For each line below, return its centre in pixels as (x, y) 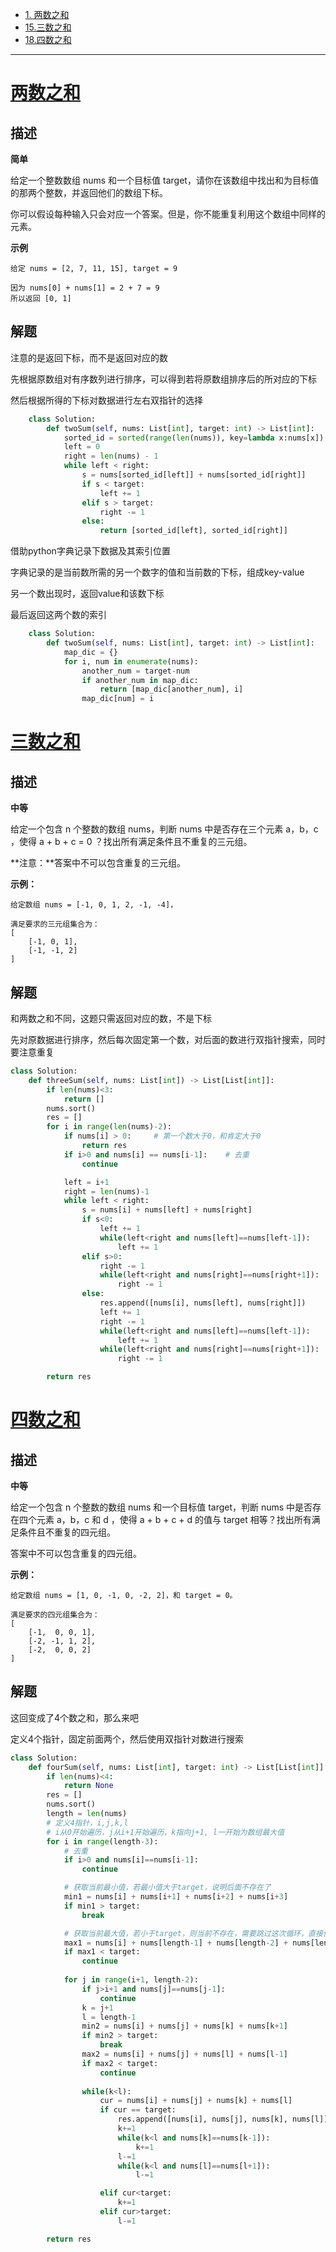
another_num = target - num (135, 671)
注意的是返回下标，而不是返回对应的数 (89, 357)
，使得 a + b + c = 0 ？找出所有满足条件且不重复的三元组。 (131, 842)
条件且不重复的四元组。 (67, 1532)
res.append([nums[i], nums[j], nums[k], (202, 2119)
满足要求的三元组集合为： (55, 924)
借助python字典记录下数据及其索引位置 (90, 551)
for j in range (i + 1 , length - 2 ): (131, 1980)
